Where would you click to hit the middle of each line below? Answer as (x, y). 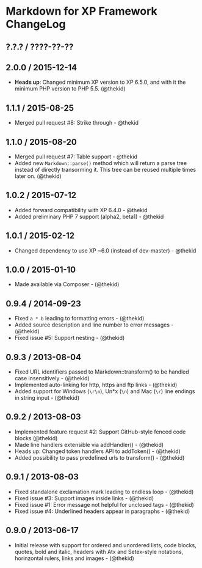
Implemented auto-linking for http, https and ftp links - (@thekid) (96, 385)
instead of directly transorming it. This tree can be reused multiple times (105, 170)
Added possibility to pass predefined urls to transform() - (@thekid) (99, 457)
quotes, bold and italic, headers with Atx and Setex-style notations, (99, 551)
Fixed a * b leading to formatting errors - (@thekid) (79, 319)
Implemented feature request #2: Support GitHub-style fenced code (100, 432)
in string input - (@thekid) (47, 398)
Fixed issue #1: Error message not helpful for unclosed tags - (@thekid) (104, 504)
